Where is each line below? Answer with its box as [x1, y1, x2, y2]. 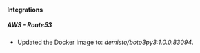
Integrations [7, 5, 43, 14]
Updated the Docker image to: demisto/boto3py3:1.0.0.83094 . [17, 38, 194, 46]
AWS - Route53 [7, 21, 52, 29]
